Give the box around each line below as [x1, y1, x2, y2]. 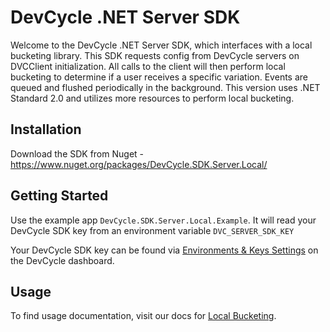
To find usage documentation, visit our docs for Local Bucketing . [10, 310, 277, 322]
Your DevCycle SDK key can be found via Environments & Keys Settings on [10, 244, 319, 256]
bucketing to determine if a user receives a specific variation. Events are [10, 71, 308, 83]
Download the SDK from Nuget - [10, 147, 145, 160]
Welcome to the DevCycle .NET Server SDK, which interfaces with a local [10, 39, 313, 51]
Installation [10, 121, 82, 138]
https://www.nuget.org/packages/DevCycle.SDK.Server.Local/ [10, 158, 268, 170]
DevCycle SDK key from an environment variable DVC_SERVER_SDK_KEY [10, 224, 295, 236]
